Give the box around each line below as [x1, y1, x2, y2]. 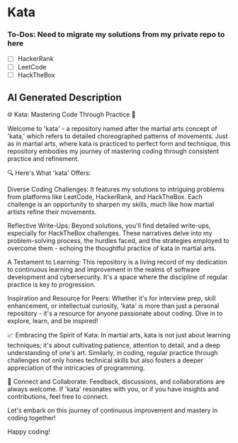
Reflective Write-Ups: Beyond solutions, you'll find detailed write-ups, [7, 221, 211, 230]
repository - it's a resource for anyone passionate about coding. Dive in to [7, 309, 223, 318]
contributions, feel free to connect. [7, 393, 109, 401]
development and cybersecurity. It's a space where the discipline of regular [7, 273, 228, 281]
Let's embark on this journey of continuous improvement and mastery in [7, 406, 218, 415]
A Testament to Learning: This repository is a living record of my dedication [7, 258, 227, 267]
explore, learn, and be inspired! [7, 317, 98, 325]
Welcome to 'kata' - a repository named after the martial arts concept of [7, 125, 217, 133]
